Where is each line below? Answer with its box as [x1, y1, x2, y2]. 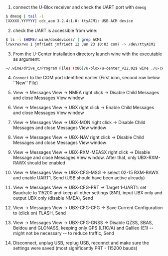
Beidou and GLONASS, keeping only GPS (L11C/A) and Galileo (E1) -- [12, 225, 154, 231]
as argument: [12, 56, 40, 62]
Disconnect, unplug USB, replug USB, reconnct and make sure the [12, 240, 149, 246]
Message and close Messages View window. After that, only [12, 154, 137, 161]
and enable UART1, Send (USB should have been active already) [12, 175, 145, 181]
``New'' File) [12, 80, 38, 86]
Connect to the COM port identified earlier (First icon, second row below [12, 75, 160, 81]
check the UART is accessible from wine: [12, 27, 98, 33]
